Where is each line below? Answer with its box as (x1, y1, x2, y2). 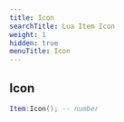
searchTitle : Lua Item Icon (9, 22, 116, 31)
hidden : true (9, 38, 59, 48)
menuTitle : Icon (9, 47, 71, 56)
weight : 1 (9, 30, 47, 39)
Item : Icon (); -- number (9, 104, 100, 113)
